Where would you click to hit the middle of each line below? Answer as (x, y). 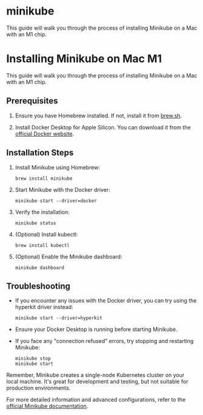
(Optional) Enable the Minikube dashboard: (68, 257)
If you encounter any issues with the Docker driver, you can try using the (106, 301)
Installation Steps (40, 153)
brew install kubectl (42, 245)
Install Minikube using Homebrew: (57, 167)
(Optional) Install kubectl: (46, 234)
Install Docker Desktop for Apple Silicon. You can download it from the (103, 127)
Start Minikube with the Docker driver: (62, 189)
